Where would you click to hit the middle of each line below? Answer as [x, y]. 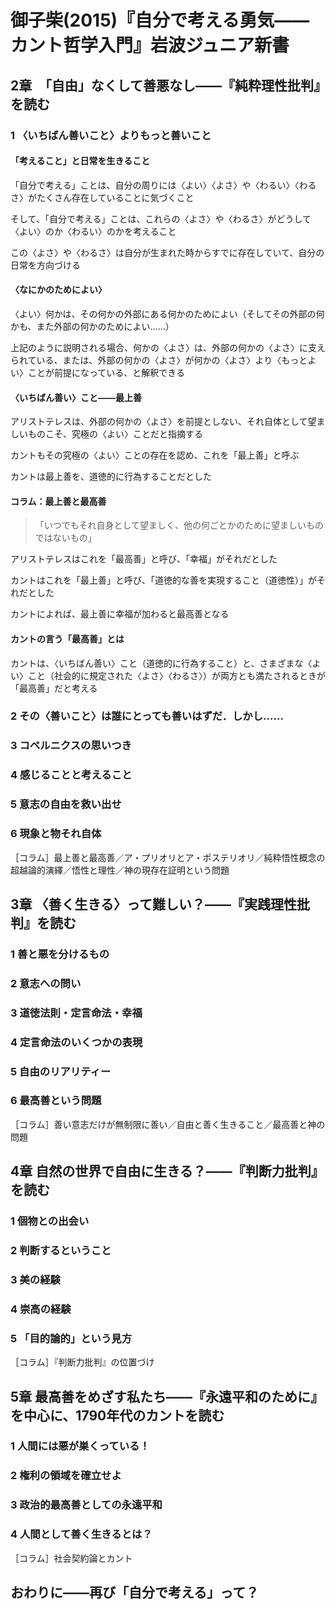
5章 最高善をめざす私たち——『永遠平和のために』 [167, 1396]
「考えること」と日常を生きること [80, 161]
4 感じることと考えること [71, 775]
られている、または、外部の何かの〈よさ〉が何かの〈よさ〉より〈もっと [159, 360]
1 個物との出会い [50, 1221]
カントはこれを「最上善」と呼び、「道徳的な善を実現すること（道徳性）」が [163, 580]
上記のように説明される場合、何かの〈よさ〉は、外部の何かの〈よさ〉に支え [168, 347]
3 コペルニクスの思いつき [71, 746]
